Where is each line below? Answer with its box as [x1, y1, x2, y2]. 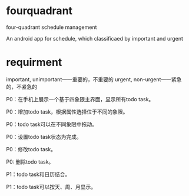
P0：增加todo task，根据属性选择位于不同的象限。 [6, 108, 128, 115]
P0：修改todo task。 [6, 145, 57, 152]
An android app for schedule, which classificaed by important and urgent [6, 35, 184, 42]
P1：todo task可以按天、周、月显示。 [6, 183, 96, 190]
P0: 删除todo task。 [6, 158, 54, 165]
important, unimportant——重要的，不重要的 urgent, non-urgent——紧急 [6, 75, 182, 83]
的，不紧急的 [6, 83, 37, 90]
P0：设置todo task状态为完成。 [6, 133, 82, 140]
